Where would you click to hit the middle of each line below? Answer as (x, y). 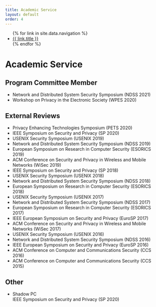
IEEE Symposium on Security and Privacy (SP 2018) (65, 170)
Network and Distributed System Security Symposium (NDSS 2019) (81, 144)
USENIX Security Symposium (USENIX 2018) (58, 176)
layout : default (22, 15)
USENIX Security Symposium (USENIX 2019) (58, 139)
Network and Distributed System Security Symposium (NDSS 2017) (81, 202)
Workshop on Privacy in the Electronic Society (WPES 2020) (75, 100)
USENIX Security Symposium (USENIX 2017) (58, 197)
